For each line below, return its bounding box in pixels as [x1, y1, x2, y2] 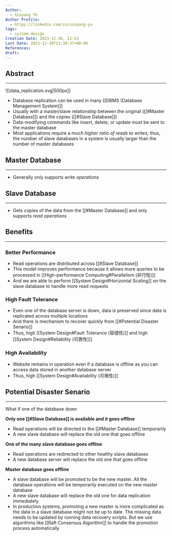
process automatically [12, 525, 60, 531]
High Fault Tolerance [5, 296, 58, 303]
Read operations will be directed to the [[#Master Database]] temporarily [12, 426, 166, 432]
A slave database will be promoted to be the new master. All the [12, 476, 147, 482]
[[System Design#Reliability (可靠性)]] [12, 336, 93, 343]
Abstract [5, 69, 34, 78]
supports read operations [12, 213, 67, 219]
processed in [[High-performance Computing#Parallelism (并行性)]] [12, 272, 156, 278]
